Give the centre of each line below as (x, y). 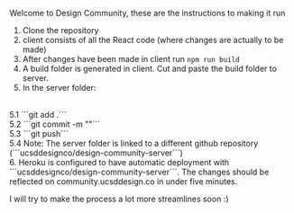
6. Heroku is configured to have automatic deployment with (119, 162)
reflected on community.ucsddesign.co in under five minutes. (124, 182)
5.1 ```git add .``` (38, 115)
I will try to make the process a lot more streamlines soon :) (119, 199)
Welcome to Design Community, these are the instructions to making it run (147, 13)
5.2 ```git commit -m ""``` (55, 124)
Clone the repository (60, 30)
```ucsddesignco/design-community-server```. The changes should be (139, 172)
